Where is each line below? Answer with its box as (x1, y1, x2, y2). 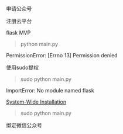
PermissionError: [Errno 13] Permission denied (6, 52, 118, 59)
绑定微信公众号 (6, 122, 42, 129)
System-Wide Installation (6, 98, 66, 105)
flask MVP (6, 29, 31, 36)
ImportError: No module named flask (6, 87, 95, 94)
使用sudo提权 (6, 64, 39, 71)
